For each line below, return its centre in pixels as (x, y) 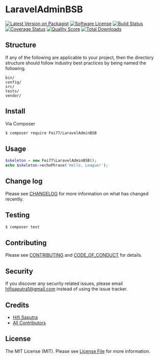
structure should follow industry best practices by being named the (76, 63)
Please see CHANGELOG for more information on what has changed (77, 193)
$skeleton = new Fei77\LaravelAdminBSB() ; (51, 161)
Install (15, 111)
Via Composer (20, 123)
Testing (18, 215)
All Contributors (29, 323)
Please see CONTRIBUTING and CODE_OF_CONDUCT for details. (74, 255)
